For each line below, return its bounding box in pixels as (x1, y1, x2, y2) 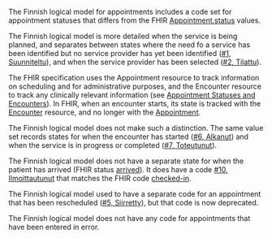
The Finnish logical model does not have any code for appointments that (8, 214, 251, 223)
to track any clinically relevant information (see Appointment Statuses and (8, 90, 256, 100)
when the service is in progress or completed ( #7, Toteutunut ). (8, 141, 218, 149)
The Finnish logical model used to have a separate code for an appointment (8, 189, 261, 198)
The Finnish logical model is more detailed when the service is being (8, 32, 238, 41)
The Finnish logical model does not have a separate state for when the (8, 156, 244, 166)
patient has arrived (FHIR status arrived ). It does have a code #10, (8, 165, 229, 174)
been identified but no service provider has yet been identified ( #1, (8, 49, 231, 58)
